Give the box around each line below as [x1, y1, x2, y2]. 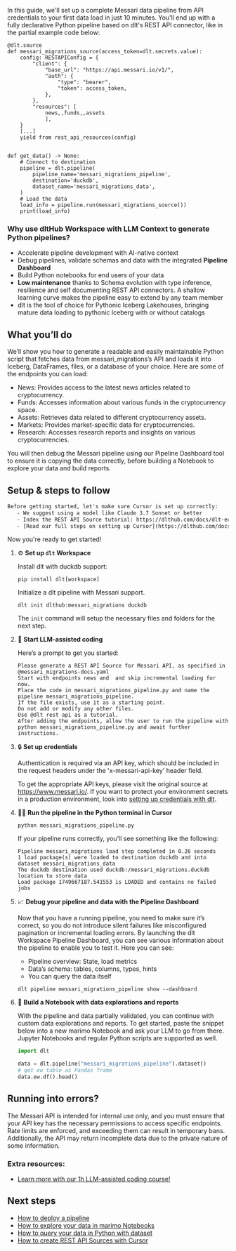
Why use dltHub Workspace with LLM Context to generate [7, 224, 210, 234]
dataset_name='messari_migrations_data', [32, 183, 156, 190]
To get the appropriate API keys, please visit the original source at [17, 780, 209, 788]
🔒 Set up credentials [17, 743, 78, 751]
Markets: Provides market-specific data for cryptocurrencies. [17, 421, 195, 429]
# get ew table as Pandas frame [17, 1067, 112, 1074]
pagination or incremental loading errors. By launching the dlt [17, 929, 195, 937]
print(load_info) [20, 208, 71, 215]
